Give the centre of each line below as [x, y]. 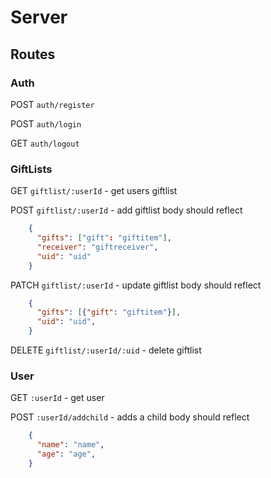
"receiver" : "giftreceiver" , [97, 247]
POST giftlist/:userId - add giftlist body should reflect [126, 210]
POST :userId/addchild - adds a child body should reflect [130, 417]
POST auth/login [46, 123]
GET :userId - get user [57, 398]
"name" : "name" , [70, 445]
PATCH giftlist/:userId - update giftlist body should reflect [136, 285]
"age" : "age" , [66, 454]
